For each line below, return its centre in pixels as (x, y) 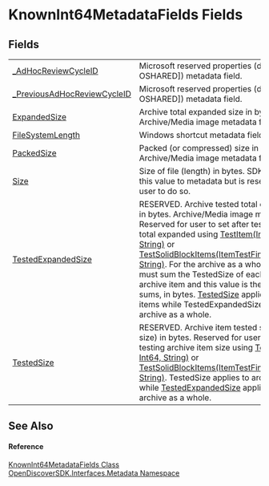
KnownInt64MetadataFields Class (64, 464)
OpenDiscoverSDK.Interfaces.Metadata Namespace (94, 473)
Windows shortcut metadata (192, 135)
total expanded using (179, 234)
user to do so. (165, 191)
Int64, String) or (169, 357)
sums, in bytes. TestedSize (189, 294)
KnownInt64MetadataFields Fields (126, 15)
